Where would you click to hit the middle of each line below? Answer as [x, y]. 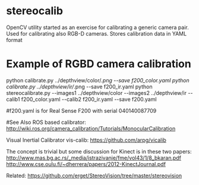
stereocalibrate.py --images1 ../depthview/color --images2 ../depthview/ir [97, 92]
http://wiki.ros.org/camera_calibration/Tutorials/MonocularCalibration [91, 128]
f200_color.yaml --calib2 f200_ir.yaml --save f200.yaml [89, 99]
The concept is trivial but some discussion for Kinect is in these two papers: [99, 151]
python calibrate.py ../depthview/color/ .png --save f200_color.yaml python [98, 80]
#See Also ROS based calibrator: [46, 122]
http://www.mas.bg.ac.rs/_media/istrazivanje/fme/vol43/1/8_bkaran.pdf [94, 158]
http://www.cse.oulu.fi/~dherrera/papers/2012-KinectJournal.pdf [86, 164]
